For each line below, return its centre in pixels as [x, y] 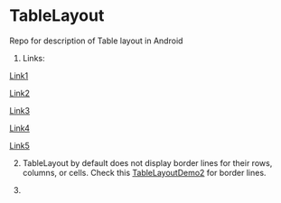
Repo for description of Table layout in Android [96, 41]
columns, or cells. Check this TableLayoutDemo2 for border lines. [144, 172]
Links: [33, 58]
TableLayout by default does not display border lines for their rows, [147, 162]
